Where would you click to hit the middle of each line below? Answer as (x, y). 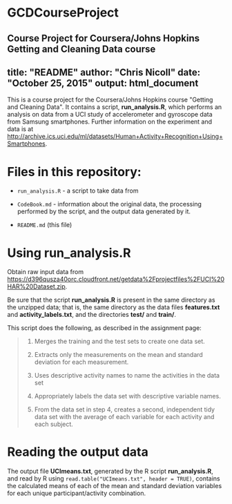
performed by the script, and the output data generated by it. (104, 211)
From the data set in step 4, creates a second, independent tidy (125, 409)
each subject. (54, 424)
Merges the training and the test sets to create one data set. (119, 341)
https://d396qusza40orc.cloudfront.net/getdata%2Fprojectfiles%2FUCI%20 (116, 279)
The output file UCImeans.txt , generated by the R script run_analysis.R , (110, 472)
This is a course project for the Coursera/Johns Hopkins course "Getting (110, 100)
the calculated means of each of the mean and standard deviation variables (115, 486)
